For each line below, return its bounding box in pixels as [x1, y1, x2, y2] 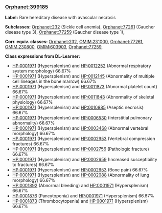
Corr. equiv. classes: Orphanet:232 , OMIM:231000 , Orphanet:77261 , [5, 39, 144, 45]
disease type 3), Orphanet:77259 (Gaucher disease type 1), [5, 29, 125, 35]
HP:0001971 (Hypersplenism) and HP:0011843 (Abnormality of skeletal [12, 94, 154, 100]
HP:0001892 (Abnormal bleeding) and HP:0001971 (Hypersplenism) [12, 183, 148, 189]
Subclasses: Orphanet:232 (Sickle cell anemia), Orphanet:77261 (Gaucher [5, 24, 155, 30]
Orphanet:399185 [5, 3, 48, 10]
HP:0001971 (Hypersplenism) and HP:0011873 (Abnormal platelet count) [12, 84, 158, 90]
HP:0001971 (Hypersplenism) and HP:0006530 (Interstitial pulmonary [12, 115, 152, 121]
